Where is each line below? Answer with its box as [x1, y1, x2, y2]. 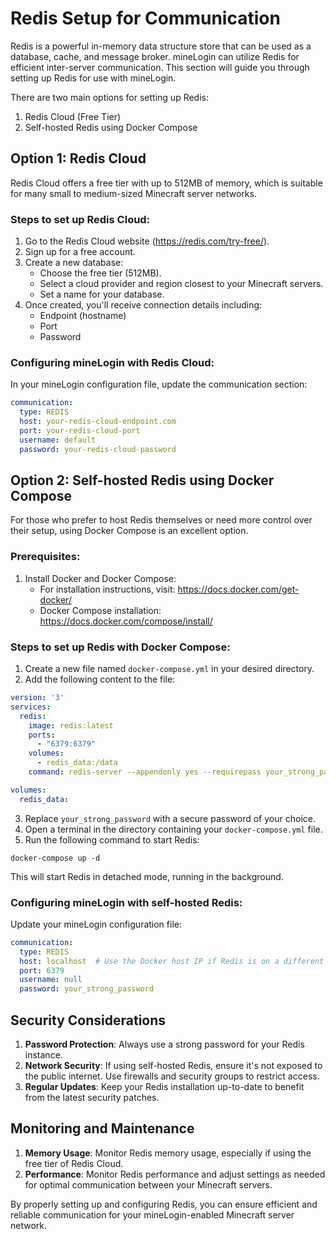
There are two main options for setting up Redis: [10, 91, 210, 103]
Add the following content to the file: [24, 673, 176, 685]
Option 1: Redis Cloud [10, 150, 147, 167]
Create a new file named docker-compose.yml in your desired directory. [24, 663, 315, 674]
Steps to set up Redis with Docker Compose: [10, 640, 231, 654]
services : [10, 702, 52, 712]
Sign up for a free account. [24, 246, 136, 258]
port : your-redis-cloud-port [19, 425, 141, 436]
